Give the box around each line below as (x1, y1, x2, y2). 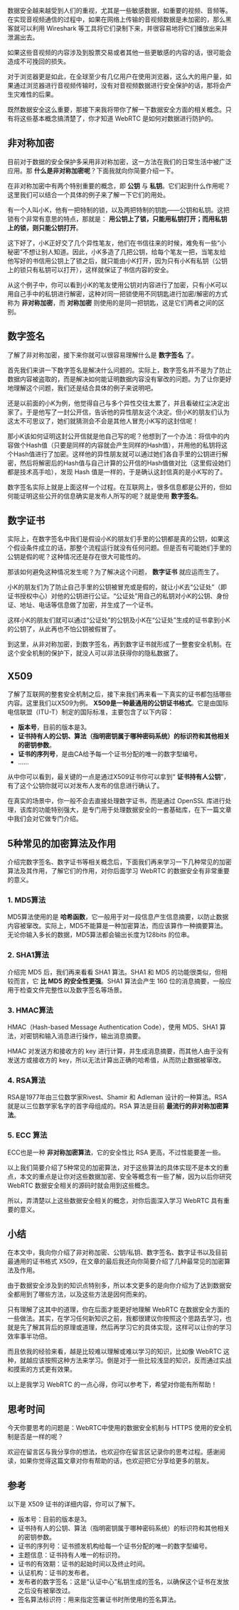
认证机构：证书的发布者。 (17, 1568, 93, 1576)
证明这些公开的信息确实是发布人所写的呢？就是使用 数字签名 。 (19, 491, 203, 500)
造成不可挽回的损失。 (7, 57, 70, 66)
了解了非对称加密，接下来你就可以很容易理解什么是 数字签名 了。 (7, 351, 198, 359)
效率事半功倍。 (7, 1332, 51, 1341)
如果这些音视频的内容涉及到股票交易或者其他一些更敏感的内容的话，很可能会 (7, 49, 232, 56)
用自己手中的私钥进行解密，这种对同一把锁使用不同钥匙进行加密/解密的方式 (7, 289, 228, 298)
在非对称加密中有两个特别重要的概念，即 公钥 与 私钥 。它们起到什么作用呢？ (7, 181, 231, 190)
